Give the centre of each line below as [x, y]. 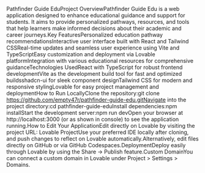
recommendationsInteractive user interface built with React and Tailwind [98, 41]
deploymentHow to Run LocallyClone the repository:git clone [83, 93]
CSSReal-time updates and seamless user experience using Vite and [93, 48]
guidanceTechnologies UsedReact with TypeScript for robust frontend [95, 67]
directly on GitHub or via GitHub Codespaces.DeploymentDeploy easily [96, 145]
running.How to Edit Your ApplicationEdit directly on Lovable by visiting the [101, 126]
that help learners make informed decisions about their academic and [94, 28]
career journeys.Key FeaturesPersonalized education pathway [85, 35]
